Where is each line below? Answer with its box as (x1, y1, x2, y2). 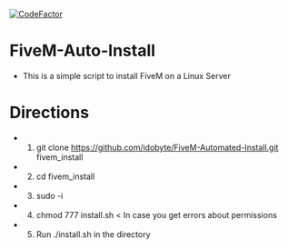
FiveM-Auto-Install (9, 41, 156, 61)
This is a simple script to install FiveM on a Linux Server (22, 70, 232, 81)
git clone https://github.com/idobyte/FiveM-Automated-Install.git (35, 142, 279, 153)
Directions (9, 103, 89, 123)
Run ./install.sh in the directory (35, 228, 152, 240)
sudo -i (35, 190, 64, 201)
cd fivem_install (35, 171, 95, 182)
